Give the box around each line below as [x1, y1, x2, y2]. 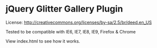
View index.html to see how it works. [5, 38, 80, 44]
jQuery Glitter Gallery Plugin [5, 3, 123, 15]
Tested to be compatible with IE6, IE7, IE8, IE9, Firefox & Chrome [5, 29, 136, 34]
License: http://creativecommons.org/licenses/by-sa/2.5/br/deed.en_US [5, 19, 152, 25]
